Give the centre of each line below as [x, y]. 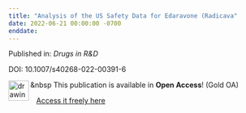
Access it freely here [71, 101]
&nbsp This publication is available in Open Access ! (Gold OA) [135, 85]
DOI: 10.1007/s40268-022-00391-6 [67, 69]
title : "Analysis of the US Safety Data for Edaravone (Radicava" [123, 16]
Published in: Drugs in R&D [54, 54]
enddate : [23, 31]
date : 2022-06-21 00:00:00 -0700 [65, 23]
